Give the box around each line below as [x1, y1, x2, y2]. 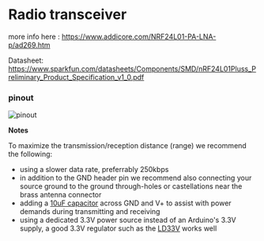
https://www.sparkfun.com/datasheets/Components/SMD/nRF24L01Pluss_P [8, 63, 257, 73]
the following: [8, 149, 53, 159]
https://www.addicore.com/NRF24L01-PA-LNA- [62, 32, 217, 41]
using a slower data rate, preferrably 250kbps [19, 165, 169, 174]
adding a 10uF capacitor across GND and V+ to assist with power [19, 198, 232, 208]
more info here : [8, 32, 61, 41]
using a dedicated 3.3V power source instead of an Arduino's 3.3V [19, 216, 236, 225]
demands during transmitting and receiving [19, 207, 160, 216]
